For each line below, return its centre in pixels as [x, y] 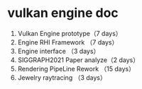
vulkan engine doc [63, 13]
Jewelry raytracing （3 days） [62, 77]
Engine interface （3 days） [59, 51]
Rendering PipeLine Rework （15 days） [76, 69]
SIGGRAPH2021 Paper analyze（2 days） [78, 60]
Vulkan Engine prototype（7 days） [70, 33]
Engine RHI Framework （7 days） [68, 42]
